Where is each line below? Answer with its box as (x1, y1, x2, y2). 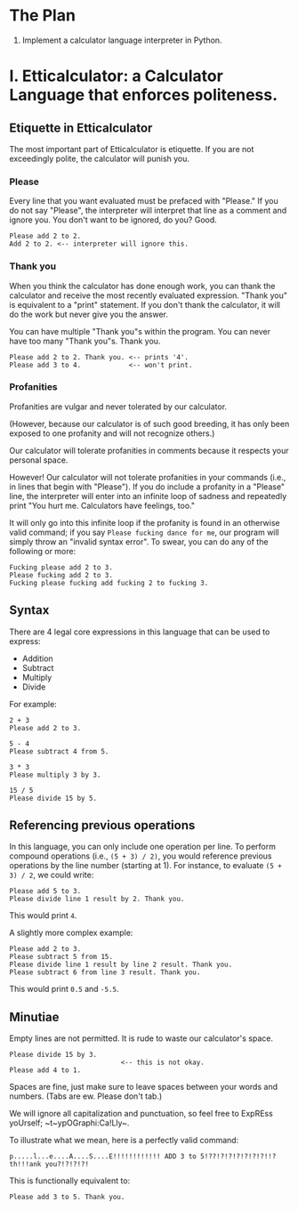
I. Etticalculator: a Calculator (9, 66, 224, 86)
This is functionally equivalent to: (9, 1175, 131, 1186)
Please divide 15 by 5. (9, 794, 98, 803)
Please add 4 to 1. (9, 1066, 82, 1075)
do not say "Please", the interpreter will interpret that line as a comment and (9, 206, 287, 216)
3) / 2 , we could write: (9, 869, 94, 881)
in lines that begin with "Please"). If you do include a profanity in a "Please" (9, 481, 286, 492)
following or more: (9, 545, 77, 556)
